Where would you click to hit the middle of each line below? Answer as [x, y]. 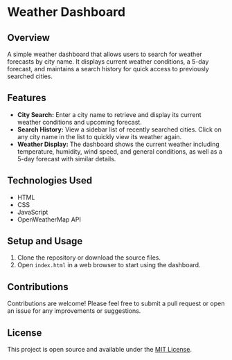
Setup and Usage [45, 241]
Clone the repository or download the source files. [89, 258]
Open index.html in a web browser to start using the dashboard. [109, 265]
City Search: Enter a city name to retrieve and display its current [109, 114]
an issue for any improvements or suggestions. [74, 311]
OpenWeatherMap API [49, 219]
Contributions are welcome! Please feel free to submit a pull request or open [116, 304]
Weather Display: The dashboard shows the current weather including [118, 144]
